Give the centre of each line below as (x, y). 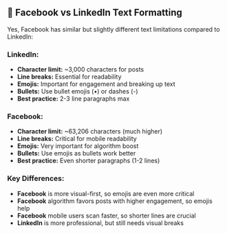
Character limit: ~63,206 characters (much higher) (90, 131)
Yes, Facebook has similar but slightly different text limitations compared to (113, 29)
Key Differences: (36, 178)
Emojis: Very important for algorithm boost (78, 146)
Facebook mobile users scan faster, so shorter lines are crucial (106, 215)
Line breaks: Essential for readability (69, 77)
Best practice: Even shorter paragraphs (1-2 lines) (88, 161)
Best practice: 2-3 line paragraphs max (73, 99)
